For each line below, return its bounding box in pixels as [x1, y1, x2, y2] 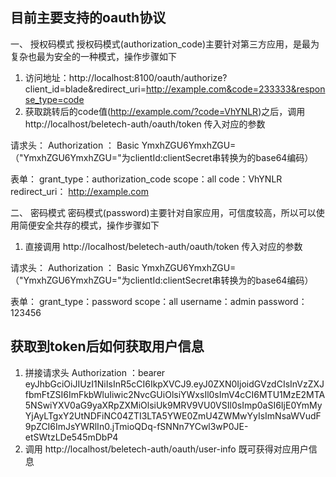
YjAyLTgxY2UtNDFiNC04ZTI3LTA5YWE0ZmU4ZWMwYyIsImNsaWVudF [24, 409, 322, 422]
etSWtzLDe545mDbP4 [24, 431, 119, 443]
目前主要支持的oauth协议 [10, 9, 167, 27]
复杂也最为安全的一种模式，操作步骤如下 [10, 50, 177, 62]
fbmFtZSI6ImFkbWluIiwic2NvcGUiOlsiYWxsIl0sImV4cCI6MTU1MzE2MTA [24, 388, 326, 400]
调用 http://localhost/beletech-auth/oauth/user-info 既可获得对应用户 [24, 443, 309, 455]
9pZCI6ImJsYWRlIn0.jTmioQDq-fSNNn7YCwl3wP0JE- [24, 420, 249, 432]
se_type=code [24, 93, 85, 105]
